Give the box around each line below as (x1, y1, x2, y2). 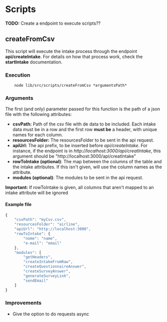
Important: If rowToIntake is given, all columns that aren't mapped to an (5, 184, 154, 190)
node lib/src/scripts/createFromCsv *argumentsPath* (14, 83, 127, 88)
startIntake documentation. (5, 59, 63, 65)
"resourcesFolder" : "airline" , (14, 222, 80, 227)
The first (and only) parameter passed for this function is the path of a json (5, 106, 160, 112)
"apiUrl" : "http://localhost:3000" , (14, 227, 92, 232)
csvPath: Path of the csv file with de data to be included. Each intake (12, 121, 156, 127)
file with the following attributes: (5, 111, 72, 117)
